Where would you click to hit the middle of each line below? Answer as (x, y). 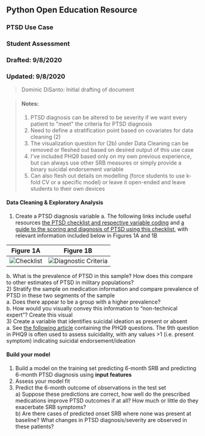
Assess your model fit (42, 381)
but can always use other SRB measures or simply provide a (106, 163)
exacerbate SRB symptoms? (51, 407)
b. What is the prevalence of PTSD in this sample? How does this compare (100, 276)
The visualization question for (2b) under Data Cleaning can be (110, 143)
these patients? (34, 427)
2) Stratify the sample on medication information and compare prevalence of (103, 288)
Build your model (28, 355)
